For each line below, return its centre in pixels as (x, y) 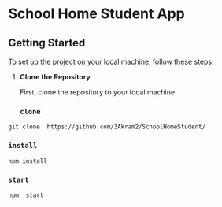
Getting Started (47, 43)
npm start (26, 195)
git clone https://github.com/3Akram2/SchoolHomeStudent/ (107, 127)
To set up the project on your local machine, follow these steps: (111, 61)
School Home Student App (96, 14)
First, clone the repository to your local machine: (98, 92)
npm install (28, 161)
